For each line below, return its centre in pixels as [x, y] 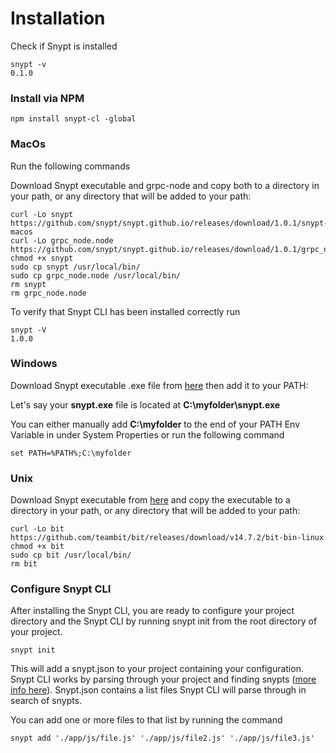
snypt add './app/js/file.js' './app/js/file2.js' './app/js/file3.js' [162, 738]
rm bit [24, 564]
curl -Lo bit [37, 529]
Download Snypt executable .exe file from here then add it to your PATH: [159, 385]
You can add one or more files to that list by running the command [146, 720]
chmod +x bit [37, 547]
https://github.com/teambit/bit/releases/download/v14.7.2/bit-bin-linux [167, 538]
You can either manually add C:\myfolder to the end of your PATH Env [155, 424]
